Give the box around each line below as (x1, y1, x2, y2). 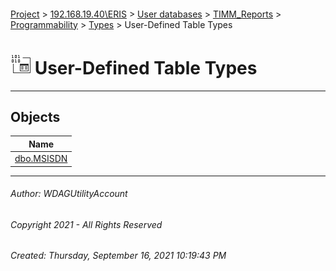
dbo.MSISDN (14, 153, 68, 165)
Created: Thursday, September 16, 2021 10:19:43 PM (10, 250, 227, 262)
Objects (10, 108, 61, 125)
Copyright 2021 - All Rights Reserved (10, 218, 163, 230)
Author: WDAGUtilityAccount (10, 188, 128, 200)
